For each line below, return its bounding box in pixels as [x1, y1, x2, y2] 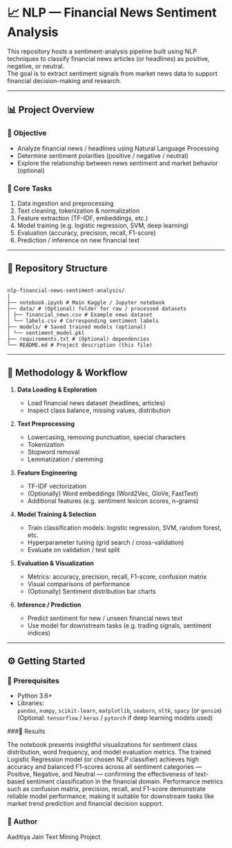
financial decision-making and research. [7, 76, 122, 85]
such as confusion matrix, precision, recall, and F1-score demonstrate [7, 785, 206, 793]
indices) [27, 628, 50, 637]
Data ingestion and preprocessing [17, 199, 114, 207]
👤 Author [7, 817, 38, 827]
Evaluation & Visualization [17, 558, 95, 567]
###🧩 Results [7, 727, 46, 736]
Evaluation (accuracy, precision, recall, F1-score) [17, 229, 157, 237]
